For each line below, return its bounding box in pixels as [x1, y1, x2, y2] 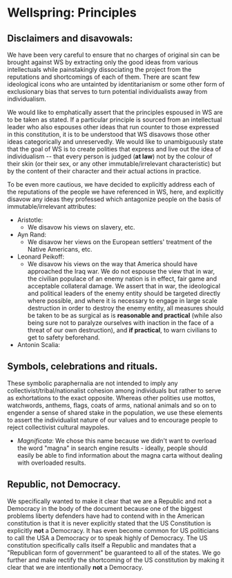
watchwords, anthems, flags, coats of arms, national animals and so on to [7, 401, 217, 409]
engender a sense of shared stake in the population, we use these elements [7, 408, 223, 416]
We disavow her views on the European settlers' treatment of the [27, 238, 213, 246]
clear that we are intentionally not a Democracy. [7, 563, 144, 571]
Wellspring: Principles [7, 5, 137, 21]
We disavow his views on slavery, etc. [27, 223, 136, 231]
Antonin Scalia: [17, 341, 61, 348]
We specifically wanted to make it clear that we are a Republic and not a [7, 496, 212, 505]
